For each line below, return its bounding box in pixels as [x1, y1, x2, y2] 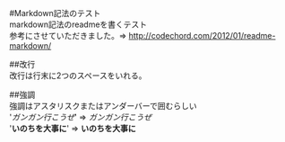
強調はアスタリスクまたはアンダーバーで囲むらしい [9, 101, 197, 111]
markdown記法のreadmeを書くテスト [9, 19, 148, 30]
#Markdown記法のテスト [9, 8, 101, 18]
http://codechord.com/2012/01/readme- [128, 31, 276, 40]
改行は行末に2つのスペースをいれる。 [9, 70, 147, 81]
